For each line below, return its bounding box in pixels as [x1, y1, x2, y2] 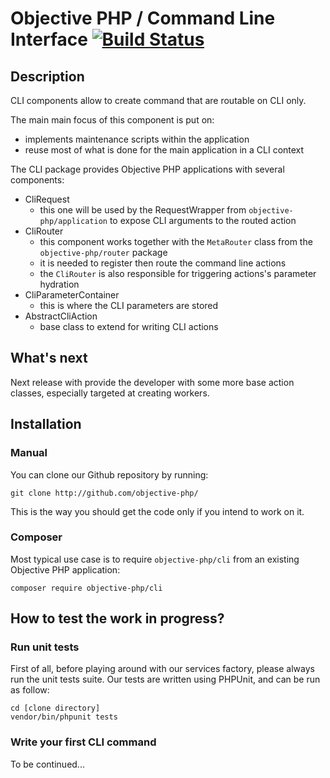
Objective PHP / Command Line [10, 7, 276, 30]
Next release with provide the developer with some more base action [10, 376, 295, 388]
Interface [10, 28, 88, 51]
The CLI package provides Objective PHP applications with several [10, 163, 285, 175]
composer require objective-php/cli [10, 583, 163, 593]
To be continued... [10, 758, 85, 770]
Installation [10, 416, 82, 433]
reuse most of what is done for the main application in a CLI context [24, 144, 305, 156]
